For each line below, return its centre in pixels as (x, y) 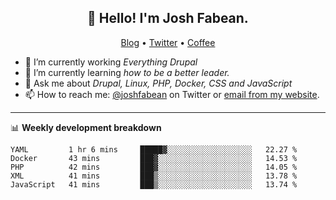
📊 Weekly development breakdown (86, 127)
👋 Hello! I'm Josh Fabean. (168, 18)
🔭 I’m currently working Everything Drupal (111, 62)
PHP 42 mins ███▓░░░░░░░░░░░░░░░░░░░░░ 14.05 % (154, 167)
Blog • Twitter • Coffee (168, 42)
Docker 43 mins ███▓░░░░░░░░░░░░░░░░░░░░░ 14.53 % (154, 158)
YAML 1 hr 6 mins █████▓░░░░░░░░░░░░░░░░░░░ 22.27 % (154, 149)
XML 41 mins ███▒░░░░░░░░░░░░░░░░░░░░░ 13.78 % (154, 176)
